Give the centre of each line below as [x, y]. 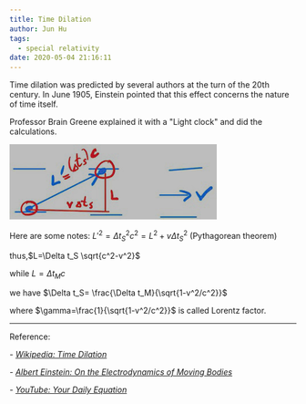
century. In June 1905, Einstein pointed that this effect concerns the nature [149, 95]
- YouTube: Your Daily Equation [68, 390]
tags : [20, 38]
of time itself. [34, 104]
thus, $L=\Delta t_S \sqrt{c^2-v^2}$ [75, 255]
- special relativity [59, 48]
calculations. [33, 131]
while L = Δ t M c [37, 274]
